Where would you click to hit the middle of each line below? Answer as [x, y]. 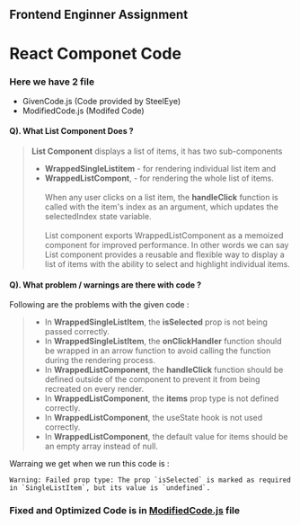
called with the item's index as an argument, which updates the [161, 207]
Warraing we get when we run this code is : [89, 464]
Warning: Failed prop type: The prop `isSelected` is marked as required [150, 480]
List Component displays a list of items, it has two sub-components [157, 151]
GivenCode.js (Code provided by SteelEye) [101, 101]
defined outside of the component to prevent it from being [152, 379]
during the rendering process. [100, 360]
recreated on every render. [94, 389]
